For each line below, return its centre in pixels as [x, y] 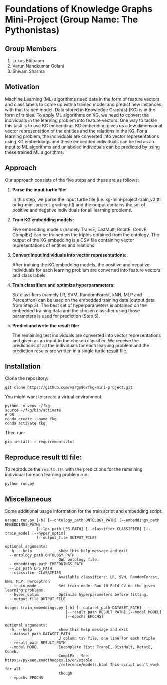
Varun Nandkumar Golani [38, 66]
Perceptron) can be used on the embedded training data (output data [83, 300]
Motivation [22, 87]
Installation [23, 367]
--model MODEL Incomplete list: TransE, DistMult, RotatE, [81, 647]
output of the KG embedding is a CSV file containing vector [73, 240]
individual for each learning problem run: [47, 475]
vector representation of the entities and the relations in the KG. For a [76, 131]
